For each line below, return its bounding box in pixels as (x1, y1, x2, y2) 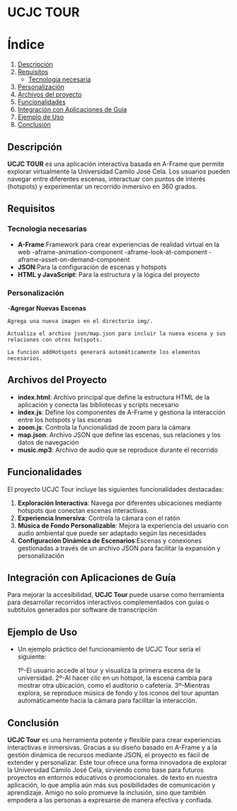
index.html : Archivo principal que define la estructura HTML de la (17, 392, 210, 401)
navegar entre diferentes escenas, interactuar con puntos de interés (7, 174, 206, 183)
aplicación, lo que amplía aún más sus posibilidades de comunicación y (7, 781, 216, 789)
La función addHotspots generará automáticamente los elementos (7, 348, 201, 356)
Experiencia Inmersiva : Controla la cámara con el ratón (17, 514, 180, 522)
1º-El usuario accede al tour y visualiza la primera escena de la (17, 667, 201, 675)
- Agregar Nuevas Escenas (7, 304, 86, 312)
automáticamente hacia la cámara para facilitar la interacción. (17, 696, 197, 705)
